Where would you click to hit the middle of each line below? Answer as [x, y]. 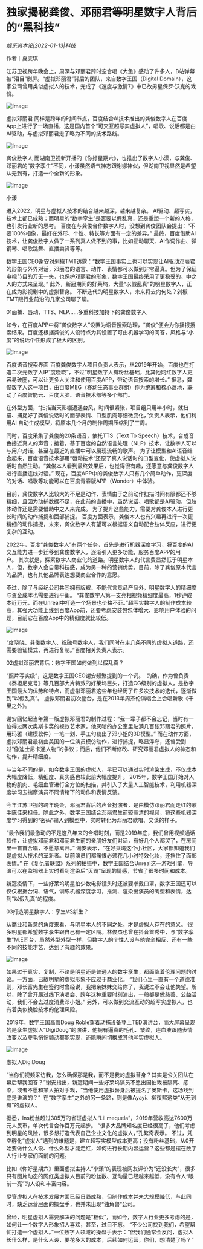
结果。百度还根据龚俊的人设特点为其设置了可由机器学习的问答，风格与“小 [103, 332]
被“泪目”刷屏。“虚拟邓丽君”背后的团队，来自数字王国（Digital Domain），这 [99, 79]
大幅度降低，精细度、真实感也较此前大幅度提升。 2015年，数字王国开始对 [98, 777]
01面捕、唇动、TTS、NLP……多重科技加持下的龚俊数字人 [76, 311]
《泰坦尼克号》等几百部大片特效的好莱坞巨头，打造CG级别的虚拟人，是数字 [100, 683]
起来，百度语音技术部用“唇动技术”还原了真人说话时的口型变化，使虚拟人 [101, 458]
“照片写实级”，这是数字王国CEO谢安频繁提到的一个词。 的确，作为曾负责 [98, 676]
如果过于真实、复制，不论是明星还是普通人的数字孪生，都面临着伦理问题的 [99, 971]
